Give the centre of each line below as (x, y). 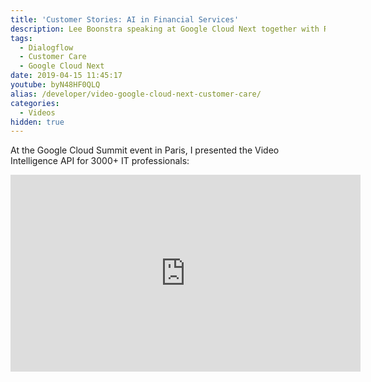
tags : (21, 38)
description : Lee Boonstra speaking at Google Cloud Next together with (165, 29)
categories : (35, 103)
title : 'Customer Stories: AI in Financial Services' (125, 19)
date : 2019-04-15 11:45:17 (66, 76)
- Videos (37, 112)
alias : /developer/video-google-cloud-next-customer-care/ (136, 94)
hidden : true (37, 122)
